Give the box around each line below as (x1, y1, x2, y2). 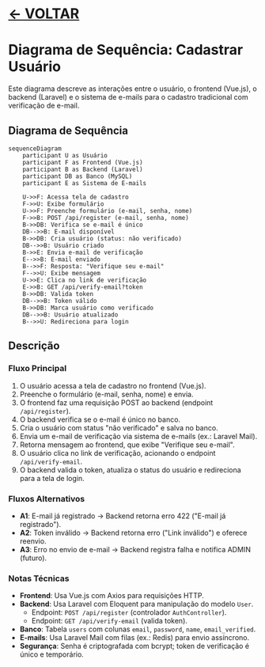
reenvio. (19, 536, 47, 546)
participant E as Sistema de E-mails (22, 179, 147, 187)
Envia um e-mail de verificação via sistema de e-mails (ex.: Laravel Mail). (19, 431, 258, 441)
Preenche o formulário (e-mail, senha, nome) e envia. (19, 389, 194, 399)
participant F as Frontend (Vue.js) (22, 158, 144, 166)
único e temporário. (19, 650, 85, 659)
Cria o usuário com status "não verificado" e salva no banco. (19, 423, 219, 432)
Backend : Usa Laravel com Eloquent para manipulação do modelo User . (19, 599, 254, 609)
